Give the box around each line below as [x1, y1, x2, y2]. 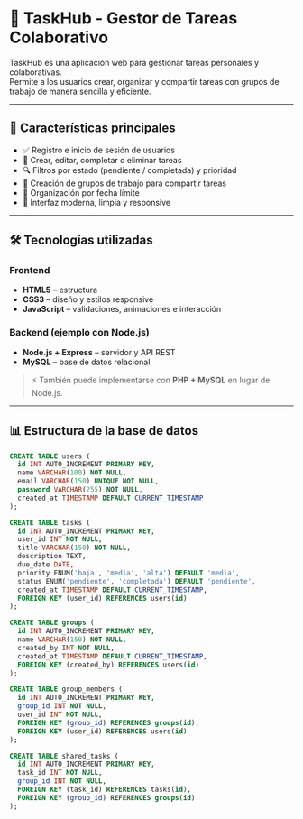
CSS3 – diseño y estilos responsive [22, 294, 154, 305]
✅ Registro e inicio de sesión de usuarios [22, 144, 176, 155]
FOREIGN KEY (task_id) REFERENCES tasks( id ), [17, 785, 192, 795]
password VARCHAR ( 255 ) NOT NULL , [17, 485, 143, 494]
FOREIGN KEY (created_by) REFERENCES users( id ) [17, 660, 200, 669]
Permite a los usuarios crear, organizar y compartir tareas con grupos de [9, 76, 280, 87]
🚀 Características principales [9, 121, 176, 136]
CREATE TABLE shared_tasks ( [9, 751, 119, 760]
